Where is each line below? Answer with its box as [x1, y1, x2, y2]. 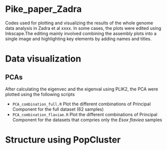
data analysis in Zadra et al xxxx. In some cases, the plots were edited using [5, 25, 162, 31]
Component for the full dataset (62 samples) [12, 106, 104, 112]
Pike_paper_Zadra [5, 3, 82, 15]
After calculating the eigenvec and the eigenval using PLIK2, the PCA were [5, 86, 159, 92]
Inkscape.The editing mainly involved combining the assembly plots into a [5, 30, 157, 36]
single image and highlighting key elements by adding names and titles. [5, 36, 152, 42]
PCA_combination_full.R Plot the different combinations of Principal [12, 101, 151, 107]
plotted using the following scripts [5, 91, 75, 97]
